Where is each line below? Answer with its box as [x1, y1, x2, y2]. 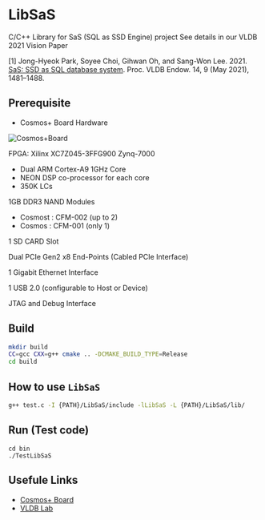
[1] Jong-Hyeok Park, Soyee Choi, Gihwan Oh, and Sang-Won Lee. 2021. [8, 56, 248, 66]
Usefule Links [8, 474, 78, 487]
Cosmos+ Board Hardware [19, 118, 108, 127]
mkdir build [8, 343, 48, 351]
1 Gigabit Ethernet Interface [8, 267, 98, 277]
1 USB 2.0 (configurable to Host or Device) [8, 283, 148, 292]
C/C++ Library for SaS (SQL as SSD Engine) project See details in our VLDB [8, 32, 258, 42]
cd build [8, 358, 38, 366]
